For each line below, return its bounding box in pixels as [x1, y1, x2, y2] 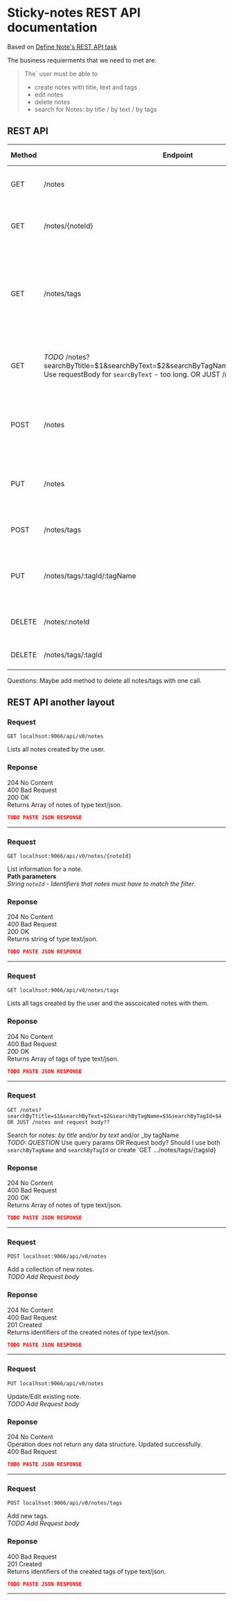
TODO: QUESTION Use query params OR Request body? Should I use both [7, 1138, 221, 1147]
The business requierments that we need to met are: [7, 56, 157, 64]
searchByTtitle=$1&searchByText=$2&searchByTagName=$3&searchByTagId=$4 [7, 1113, 222, 1120]
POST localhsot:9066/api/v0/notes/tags [7, 1500, 123, 1507]
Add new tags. [7, 1512, 49, 1520]
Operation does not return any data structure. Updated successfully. [7, 1440, 202, 1449]
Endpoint [162, 150, 193, 160]
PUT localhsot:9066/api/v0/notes [7, 1380, 104, 1387]
